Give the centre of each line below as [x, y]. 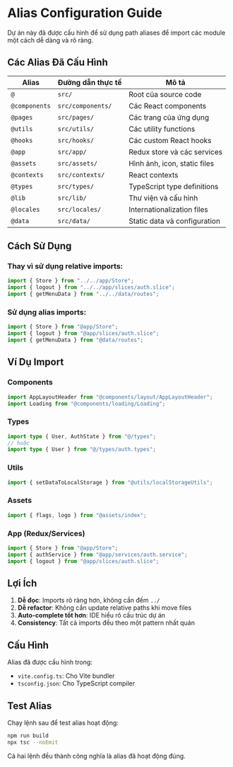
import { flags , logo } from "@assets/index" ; [77, 515]
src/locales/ [79, 209]
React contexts [154, 175]
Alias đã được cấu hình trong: [50, 662]
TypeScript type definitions [174, 186]
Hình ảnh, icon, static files [171, 163]
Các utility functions [162, 129]
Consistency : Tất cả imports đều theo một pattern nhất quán [106, 623]
